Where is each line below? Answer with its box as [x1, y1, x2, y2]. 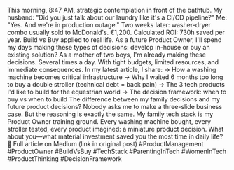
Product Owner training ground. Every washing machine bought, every [7, 118, 212, 125]
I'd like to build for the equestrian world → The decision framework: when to [7, 87, 227, 96]
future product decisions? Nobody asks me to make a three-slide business [7, 103, 223, 111]
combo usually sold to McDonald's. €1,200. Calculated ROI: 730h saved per [7, 28, 226, 36]
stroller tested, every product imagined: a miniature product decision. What [7, 125, 224, 133]
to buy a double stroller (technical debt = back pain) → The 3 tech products [7, 80, 226, 88]
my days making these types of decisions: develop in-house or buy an [7, 43, 210, 51]
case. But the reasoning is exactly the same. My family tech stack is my [7, 110, 214, 118]
